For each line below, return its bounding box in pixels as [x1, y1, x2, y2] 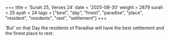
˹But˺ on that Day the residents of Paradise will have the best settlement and [5, 25, 164, 31]
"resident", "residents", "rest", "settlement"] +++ [5, 15, 107, 21]
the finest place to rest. [5, 30, 54, 36]
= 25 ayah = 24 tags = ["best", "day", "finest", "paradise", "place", [5, 10, 144, 16]
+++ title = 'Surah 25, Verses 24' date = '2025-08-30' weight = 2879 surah [5, 5, 163, 10]
